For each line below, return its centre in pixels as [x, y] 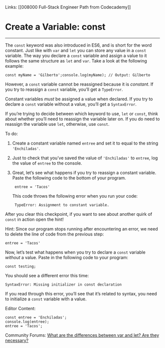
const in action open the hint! [34, 219]
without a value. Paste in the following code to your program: [67, 257]
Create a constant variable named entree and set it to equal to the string [85, 143]
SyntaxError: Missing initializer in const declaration [63, 285]
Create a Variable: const [55, 27]
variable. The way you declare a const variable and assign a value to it [76, 56]
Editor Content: [20, 308]
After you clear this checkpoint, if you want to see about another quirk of [79, 214]
